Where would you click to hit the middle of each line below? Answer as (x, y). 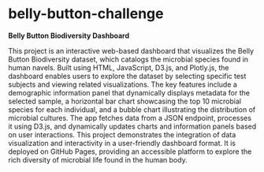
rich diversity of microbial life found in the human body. (98, 159)
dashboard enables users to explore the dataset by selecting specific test (127, 76)
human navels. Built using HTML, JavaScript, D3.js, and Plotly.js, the (119, 67)
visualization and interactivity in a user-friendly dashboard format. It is (122, 143)
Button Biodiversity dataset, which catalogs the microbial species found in (128, 59)
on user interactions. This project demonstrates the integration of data (122, 134)
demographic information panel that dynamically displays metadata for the (129, 92)
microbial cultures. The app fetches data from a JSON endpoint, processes (130, 118)
